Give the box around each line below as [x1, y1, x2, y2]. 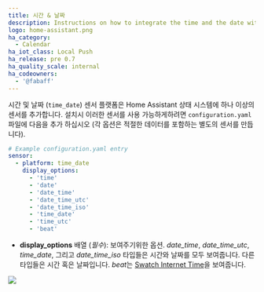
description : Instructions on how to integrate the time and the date [8, 19, 244, 27]
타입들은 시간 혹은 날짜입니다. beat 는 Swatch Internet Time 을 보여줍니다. [19, 260, 246, 269]
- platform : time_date [15, 159, 90, 167]
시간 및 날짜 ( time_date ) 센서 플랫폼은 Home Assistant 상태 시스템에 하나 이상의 [8, 100, 255, 109]
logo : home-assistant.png [8, 26, 93, 34]
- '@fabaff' [15, 77, 55, 85]
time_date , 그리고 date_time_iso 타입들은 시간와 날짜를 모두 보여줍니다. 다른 [19, 250, 255, 259]
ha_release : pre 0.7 [8, 56, 76, 64]
